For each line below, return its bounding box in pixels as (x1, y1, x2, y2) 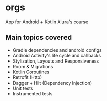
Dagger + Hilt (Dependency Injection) (12, 79, 92, 86)
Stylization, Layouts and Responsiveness (12, 58, 99, 64)
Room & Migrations (12, 63, 53, 69)
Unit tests (12, 85, 33, 91)
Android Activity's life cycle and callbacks (12, 52, 101, 58)
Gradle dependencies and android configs (12, 47, 102, 53)
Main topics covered (5, 33, 72, 42)
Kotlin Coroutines (12, 69, 50, 75)
